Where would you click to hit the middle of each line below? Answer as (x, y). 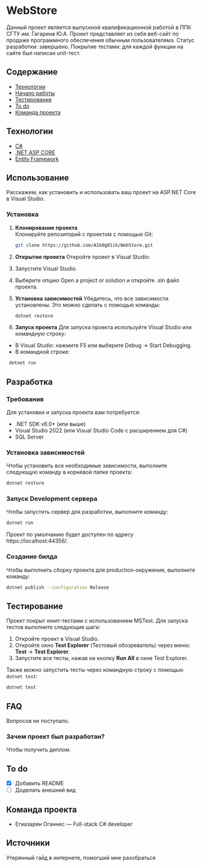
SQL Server (29, 437)
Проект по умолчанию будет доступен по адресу (70, 535)
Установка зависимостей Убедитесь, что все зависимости (92, 298)
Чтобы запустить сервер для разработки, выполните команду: (87, 512)
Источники (28, 843)
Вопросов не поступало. (38, 721)
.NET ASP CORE (35, 152)
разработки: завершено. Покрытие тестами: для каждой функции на (95, 47)
